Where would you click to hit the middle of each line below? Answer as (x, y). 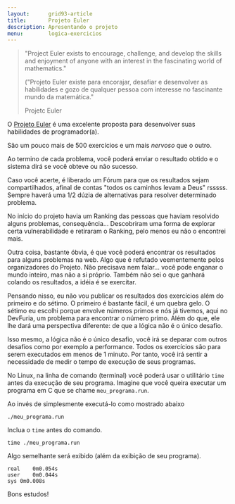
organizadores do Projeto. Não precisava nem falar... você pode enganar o (115, 267)
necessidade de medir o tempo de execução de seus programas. (101, 362)
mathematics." (45, 68)
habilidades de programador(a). (53, 132)
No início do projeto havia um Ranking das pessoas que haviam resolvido (113, 216)
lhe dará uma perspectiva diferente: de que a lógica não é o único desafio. (115, 326)
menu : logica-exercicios (55, 33)
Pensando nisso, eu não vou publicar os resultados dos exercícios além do (115, 296)
